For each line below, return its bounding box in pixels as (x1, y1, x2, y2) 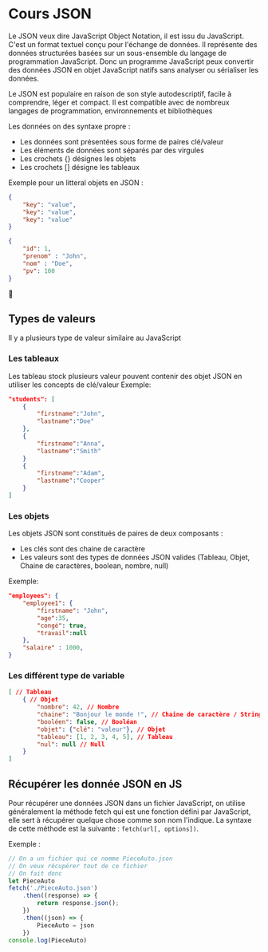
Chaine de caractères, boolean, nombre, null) (19, 561, 169, 571)
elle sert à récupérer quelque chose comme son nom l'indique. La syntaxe (8, 815, 252, 824)
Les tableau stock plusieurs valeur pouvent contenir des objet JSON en (8, 371, 242, 381)
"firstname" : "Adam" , (37, 469, 105, 477)
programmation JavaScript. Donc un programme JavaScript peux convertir (8, 57, 254, 66)
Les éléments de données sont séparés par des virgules (19, 145, 205, 155)
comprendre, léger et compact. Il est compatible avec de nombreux (8, 97, 230, 107)
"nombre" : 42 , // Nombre (37, 703, 120, 711)
